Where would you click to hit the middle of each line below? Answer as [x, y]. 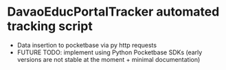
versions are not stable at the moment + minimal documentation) [109, 59]
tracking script [50, 26]
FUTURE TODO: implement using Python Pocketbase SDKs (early [110, 52]
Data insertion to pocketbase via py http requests [87, 45]
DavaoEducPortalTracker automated [113, 12]
